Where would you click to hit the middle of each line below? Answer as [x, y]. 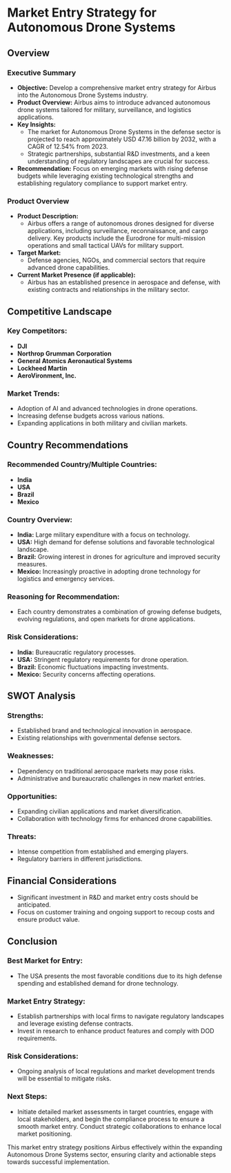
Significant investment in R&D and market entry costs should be [108, 898]
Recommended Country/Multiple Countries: [82, 465]
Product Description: [48, 216]
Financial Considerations [62, 881]
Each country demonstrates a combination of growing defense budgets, [119, 612]
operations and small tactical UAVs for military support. [106, 246]
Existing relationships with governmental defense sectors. [99, 738]
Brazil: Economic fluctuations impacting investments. [93, 667]
